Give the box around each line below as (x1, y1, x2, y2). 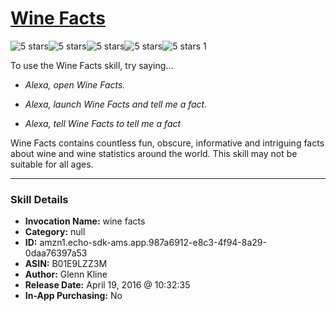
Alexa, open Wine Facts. (24, 78, 126, 91)
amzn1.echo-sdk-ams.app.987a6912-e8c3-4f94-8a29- (39, 237, 267, 249)
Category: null (24, 226, 86, 238)
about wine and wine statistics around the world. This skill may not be (10, 147, 298, 159)
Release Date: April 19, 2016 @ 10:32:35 (24, 279, 191, 291)
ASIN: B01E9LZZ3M (24, 258, 108, 270)
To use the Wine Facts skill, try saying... (10, 59, 174, 71)
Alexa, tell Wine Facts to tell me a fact (24, 117, 182, 129)
